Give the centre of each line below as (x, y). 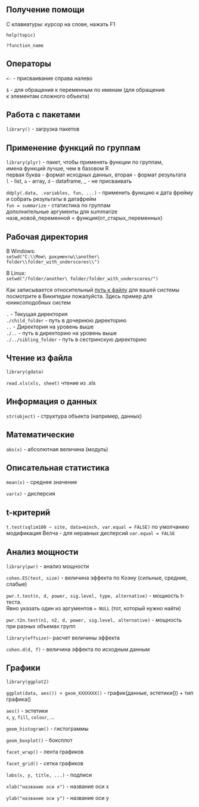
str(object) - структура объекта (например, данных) (74, 416)
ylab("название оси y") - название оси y (57, 797)
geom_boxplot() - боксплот (39, 740)
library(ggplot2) (28, 682)
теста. (14, 602)
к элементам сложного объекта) (48, 96)
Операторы (29, 64)
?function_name (25, 45)
